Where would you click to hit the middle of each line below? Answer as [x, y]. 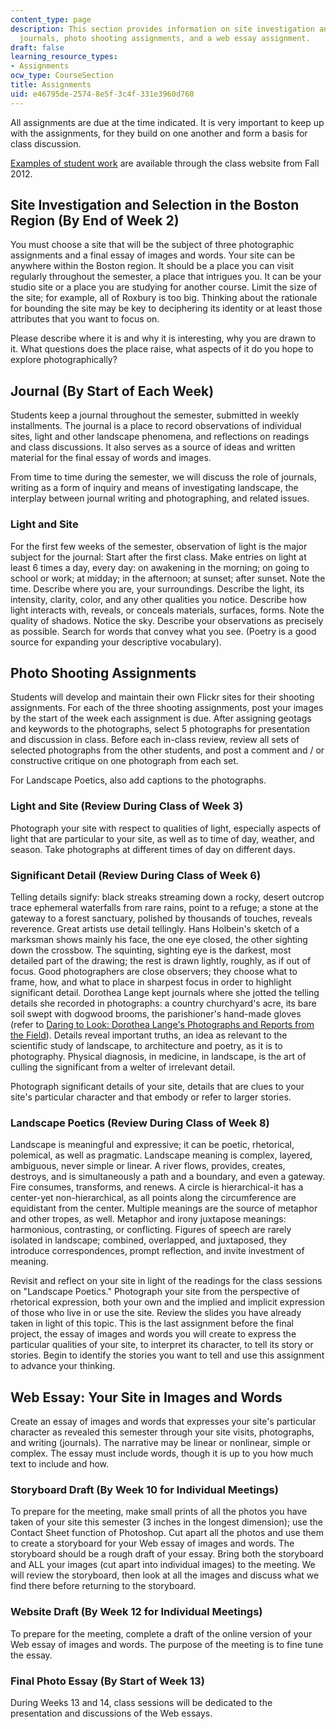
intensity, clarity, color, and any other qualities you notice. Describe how [158, 599]
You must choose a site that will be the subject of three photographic [152, 245]
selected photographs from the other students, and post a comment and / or [167, 750]
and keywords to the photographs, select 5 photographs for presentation [160, 729]
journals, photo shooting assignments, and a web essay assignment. [165, 38]
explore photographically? [64, 360]
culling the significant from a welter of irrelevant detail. [123, 1067]
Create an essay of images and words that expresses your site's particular [163, 1422]
